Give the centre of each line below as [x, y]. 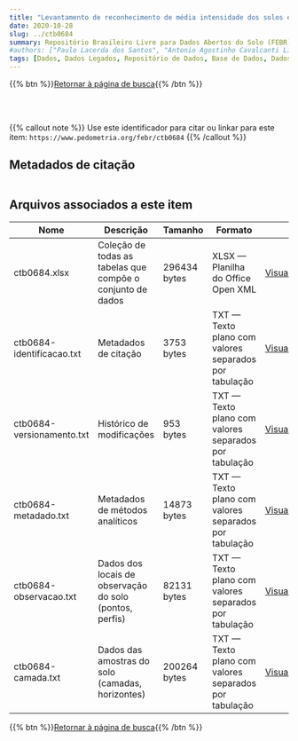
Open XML [234, 289]
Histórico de [123, 423]
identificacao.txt [47, 353]
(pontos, [115, 607]
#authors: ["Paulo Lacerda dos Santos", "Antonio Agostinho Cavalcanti [144, 51]
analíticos [118, 521]
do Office [231, 278]
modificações [126, 434]
